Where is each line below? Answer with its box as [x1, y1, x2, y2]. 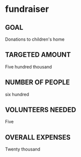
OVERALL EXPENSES [5, 133, 71, 142]
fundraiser [5, 3, 49, 15]
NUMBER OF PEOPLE [5, 78, 70, 87]
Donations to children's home [5, 36, 65, 42]
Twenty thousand [5, 146, 41, 152]
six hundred [5, 91, 29, 97]
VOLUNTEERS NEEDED [5, 105, 76, 114]
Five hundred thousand [5, 63, 53, 70]
